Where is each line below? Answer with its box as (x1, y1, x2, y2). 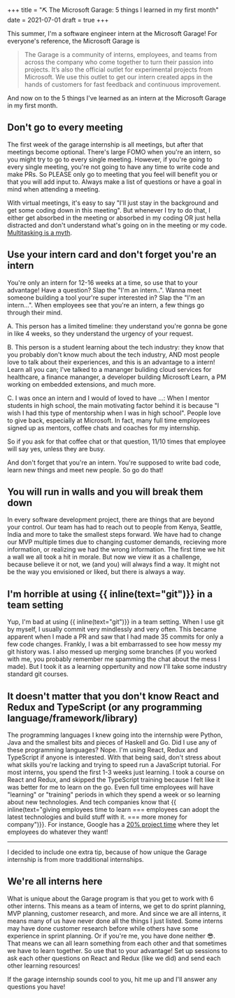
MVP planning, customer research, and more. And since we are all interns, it (7, 909, 227, 917)
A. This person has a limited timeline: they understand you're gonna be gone (7, 321, 227, 330)
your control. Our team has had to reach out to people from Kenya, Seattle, (7, 523, 222, 531)
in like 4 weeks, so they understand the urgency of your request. (7, 329, 194, 338)
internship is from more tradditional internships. (7, 856, 145, 864)
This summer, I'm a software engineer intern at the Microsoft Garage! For (7, 29, 218, 37)
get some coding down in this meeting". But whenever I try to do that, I (7, 206, 211, 214)
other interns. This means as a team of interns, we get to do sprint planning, (7, 901, 226, 910)
